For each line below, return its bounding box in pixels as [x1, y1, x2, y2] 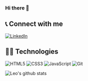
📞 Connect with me [5, 20, 63, 28]
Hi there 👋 [5, 4, 30, 11]
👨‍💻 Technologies [5, 47, 59, 56]
